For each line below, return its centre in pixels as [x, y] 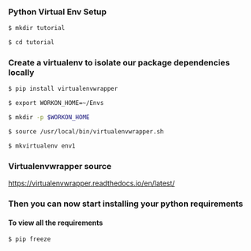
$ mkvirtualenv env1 [42, 146]
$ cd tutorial [32, 43]
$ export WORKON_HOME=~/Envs [56, 103]
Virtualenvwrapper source [60, 166]
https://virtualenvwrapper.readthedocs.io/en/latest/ [92, 183]
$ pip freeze [30, 239]
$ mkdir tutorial [37, 28]
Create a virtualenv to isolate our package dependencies [119, 62]
